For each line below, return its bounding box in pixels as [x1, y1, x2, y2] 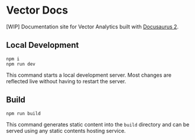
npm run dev [6, 61, 35, 67]
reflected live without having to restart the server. [6, 77, 126, 84]
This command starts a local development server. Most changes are [6, 71, 172, 79]
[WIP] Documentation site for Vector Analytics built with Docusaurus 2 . [6, 23, 179, 30]
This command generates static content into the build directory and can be [6, 121, 190, 128]
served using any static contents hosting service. [6, 127, 126, 134]
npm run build [6, 110, 41, 116]
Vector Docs [6, 4, 69, 17]
